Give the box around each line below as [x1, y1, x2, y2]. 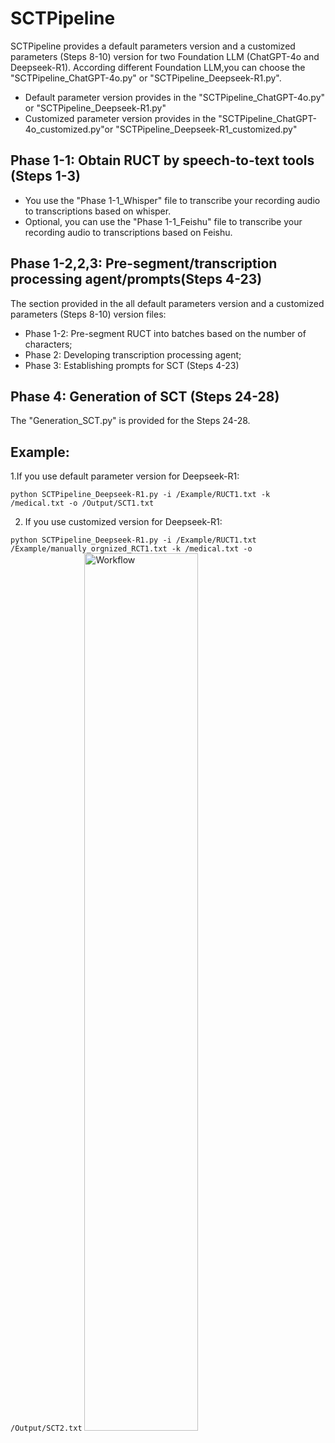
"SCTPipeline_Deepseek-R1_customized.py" [115, 123, 298, 135]
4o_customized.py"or [24, 123, 114, 135]
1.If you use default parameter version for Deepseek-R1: [10, 470, 240, 482]
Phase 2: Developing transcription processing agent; [24, 348, 242, 361]
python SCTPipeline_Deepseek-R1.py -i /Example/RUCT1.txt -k [10, 490, 271, 500]
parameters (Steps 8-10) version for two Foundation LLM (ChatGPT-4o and [10, 50, 320, 62]
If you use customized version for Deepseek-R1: [24, 516, 223, 528]
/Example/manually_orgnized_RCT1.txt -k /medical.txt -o [10, 544, 253, 554]
